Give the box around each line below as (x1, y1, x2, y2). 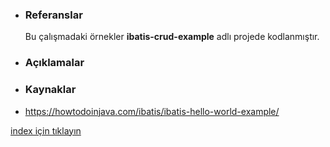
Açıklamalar (24, 56, 85, 70)
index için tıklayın (10, 124, 82, 137)
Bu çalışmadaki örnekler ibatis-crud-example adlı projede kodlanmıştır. (24, 31, 320, 43)
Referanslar (24, 8, 83, 22)
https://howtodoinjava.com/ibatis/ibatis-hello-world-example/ (24, 105, 280, 117)
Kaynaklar (24, 83, 77, 97)
